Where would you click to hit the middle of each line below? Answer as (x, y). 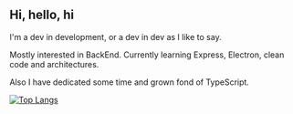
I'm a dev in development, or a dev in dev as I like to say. (115, 36)
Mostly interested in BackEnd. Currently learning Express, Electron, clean (147, 55)
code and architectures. (54, 64)
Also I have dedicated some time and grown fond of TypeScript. (129, 82)
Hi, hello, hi (42, 15)
